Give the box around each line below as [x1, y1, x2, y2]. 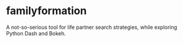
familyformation [6, 4, 87, 18]
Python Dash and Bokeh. [6, 29, 66, 37]
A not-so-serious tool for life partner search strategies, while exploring [6, 24, 178, 31]
